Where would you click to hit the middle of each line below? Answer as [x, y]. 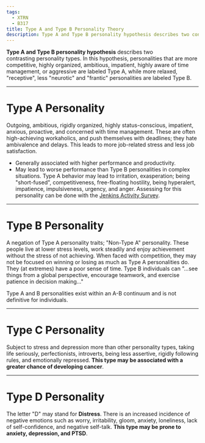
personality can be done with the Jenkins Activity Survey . [88, 195]
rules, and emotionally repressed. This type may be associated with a [95, 360]
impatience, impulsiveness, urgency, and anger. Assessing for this [98, 189]
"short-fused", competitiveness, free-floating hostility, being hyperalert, [105, 182]
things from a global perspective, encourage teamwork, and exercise [93, 275]
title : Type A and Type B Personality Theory [65, 29]
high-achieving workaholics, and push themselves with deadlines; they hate [102, 139]
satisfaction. [22, 151]
